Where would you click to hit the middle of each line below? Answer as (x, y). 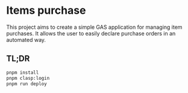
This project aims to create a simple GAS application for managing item (94, 27)
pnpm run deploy (27, 84)
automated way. (26, 40)
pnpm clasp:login (28, 78)
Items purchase (46, 10)
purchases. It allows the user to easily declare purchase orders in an (91, 33)
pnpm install (23, 73)
